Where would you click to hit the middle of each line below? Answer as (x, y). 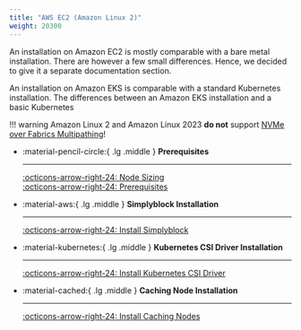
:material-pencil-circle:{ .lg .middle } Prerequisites (115, 151)
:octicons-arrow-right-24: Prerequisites (95, 187)
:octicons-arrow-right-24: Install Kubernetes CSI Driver (124, 273)
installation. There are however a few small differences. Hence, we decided (148, 61)
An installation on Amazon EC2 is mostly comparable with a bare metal (140, 51)
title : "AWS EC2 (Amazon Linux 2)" (76, 17)
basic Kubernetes (42, 107)
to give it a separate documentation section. (90, 70)
